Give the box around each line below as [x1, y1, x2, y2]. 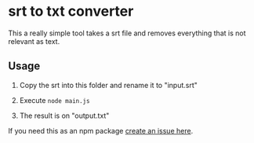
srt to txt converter [8, 2, 134, 20]
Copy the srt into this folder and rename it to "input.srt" [19, 80, 198, 90]
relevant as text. [8, 36, 60, 46]
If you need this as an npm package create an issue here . [8, 126, 194, 135]
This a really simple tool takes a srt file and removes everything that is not [8, 28, 246, 38]
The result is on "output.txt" [19, 111, 110, 120]
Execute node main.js [19, 95, 90, 104]
